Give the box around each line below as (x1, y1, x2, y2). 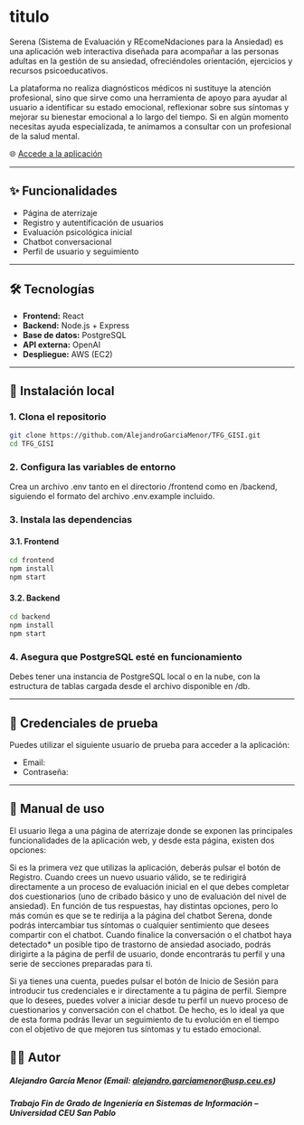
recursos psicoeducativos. (9, 65, 109, 76)
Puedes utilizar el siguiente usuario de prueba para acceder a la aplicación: (9, 739, 290, 750)
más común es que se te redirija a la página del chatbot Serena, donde (9, 910, 273, 921)
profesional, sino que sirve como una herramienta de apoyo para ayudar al (9, 92, 288, 103)
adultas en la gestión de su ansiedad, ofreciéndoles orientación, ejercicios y (9, 55, 293, 66)
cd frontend (9, 556, 54, 565)
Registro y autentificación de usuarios (22, 217, 165, 228)
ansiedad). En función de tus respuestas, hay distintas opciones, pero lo (9, 900, 279, 911)
